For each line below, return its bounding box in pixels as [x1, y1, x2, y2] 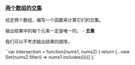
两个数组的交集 [5, 4, 42, 11]
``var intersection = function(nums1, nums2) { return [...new [5, 49, 130, 55]
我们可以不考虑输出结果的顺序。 [5, 39, 72, 45]
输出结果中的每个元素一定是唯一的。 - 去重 [5, 28, 95, 34]
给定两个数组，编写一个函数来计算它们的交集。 [5, 17, 103, 23]
